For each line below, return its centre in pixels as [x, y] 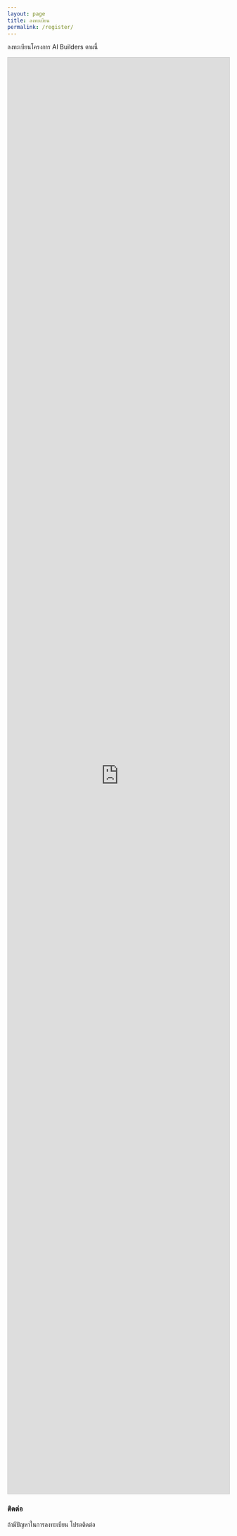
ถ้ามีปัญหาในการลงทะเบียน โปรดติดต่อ [51, 1524]
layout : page [26, 14]
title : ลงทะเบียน [28, 20]
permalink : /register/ [40, 27]
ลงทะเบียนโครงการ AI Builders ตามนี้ [53, 47]
